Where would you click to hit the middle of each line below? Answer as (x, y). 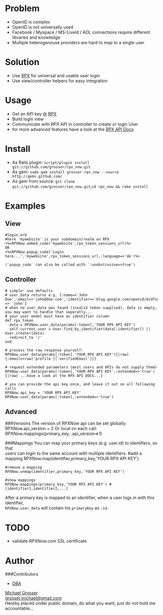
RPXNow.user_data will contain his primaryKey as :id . (57, 508)
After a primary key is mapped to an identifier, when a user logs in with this (80, 498)
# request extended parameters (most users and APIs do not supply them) (81, 367)
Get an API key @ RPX (34, 114)
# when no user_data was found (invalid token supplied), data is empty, (81, 308)
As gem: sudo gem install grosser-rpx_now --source (65, 172)
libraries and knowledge (36, 37)
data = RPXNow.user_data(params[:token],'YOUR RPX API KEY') (73, 325)
